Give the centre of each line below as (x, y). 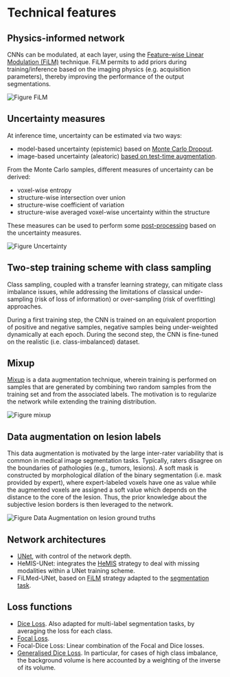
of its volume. (36, 667)
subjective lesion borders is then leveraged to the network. (90, 505)
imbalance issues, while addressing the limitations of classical (95, 291)
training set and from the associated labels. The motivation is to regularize (112, 395)
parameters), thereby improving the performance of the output (95, 76)
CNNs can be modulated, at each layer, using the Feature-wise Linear (105, 54)
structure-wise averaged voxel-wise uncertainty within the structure (114, 212)
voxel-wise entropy (44, 190)
